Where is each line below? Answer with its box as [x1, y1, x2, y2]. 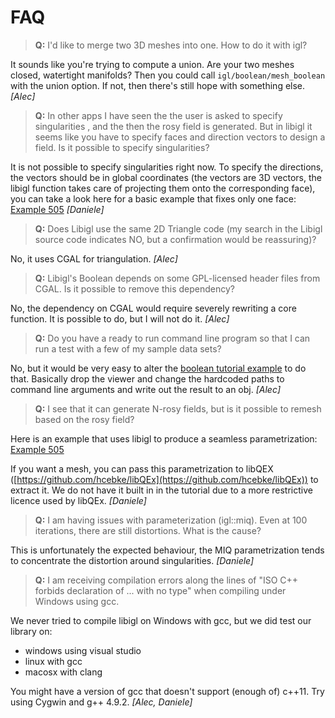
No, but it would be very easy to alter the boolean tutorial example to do [10, 362, 307, 374]
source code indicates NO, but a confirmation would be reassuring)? [34, 233, 317, 245]
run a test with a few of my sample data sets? [34, 342, 222, 355]
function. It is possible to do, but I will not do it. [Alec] [10, 312, 230, 325]
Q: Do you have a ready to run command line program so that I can [34, 332, 311, 344]
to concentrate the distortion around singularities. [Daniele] [10, 554, 255, 566]
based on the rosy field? [34, 413, 135, 425]
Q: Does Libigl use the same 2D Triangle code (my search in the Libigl [34, 222, 323, 235]
